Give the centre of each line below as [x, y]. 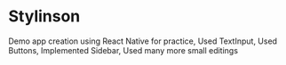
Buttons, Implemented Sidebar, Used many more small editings [123, 50]
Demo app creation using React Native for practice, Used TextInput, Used [143, 41]
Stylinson [44, 16]
